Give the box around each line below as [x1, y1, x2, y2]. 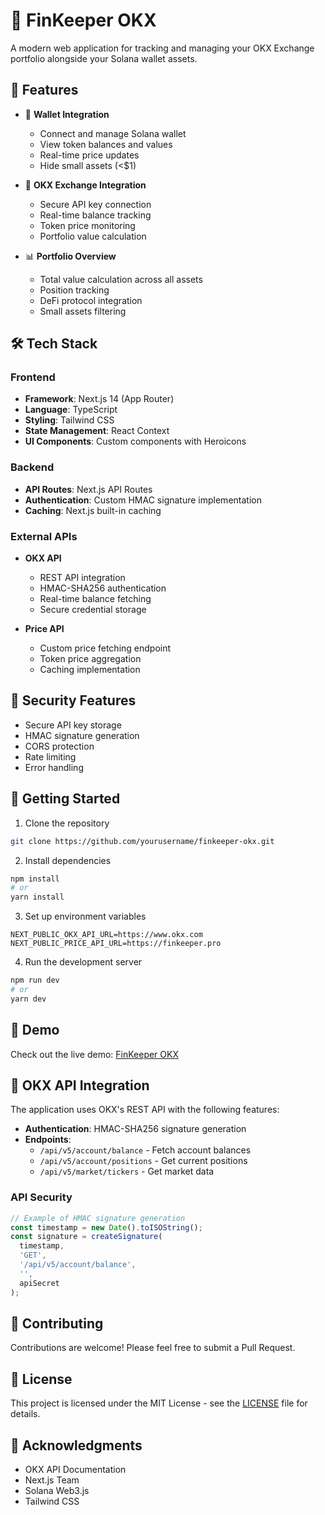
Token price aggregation [39, 653, 142, 665]
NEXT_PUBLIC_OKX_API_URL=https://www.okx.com [10, 930, 203, 940]
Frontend [10, 370, 56, 384]
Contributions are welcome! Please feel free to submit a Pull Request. [10, 1342, 296, 1354]
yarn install [10, 892, 65, 903]
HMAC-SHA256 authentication [39, 582, 167, 594]
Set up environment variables [24, 910, 147, 923]
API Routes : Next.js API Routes [24, 483, 153, 495]
